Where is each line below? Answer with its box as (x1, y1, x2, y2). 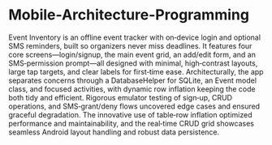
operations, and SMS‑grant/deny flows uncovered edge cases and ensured (8, 101, 261, 111)
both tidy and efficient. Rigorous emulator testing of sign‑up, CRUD (8, 92, 233, 102)
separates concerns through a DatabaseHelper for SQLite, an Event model (8, 75, 257, 85)
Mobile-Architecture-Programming (8, 6, 250, 24)
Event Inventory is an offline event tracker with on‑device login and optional (8, 32, 261, 42)
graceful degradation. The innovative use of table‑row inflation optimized (8, 109, 253, 119)
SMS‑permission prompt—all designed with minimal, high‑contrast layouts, (8, 58, 258, 68)
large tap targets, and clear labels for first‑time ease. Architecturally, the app (8, 66, 264, 76)
